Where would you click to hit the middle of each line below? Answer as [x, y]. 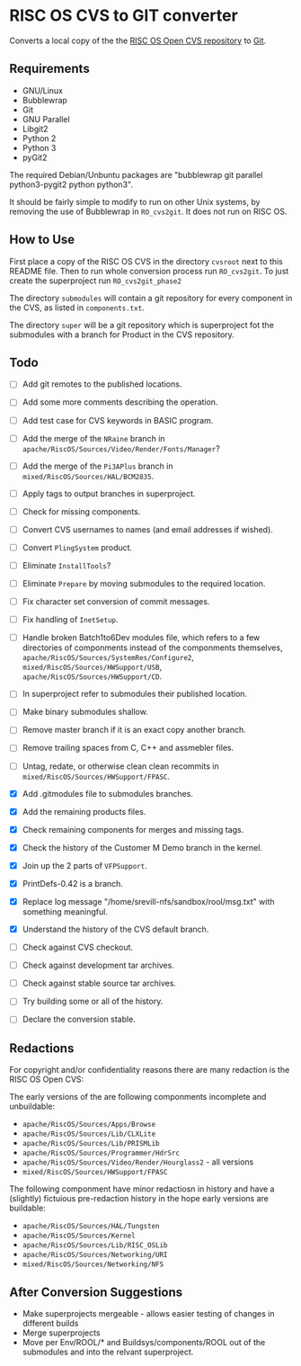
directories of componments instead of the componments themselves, [152, 647]
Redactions [42, 1048]
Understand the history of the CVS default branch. [115, 929]
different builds [50, 1323]
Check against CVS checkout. [77, 947]
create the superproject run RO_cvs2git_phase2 [96, 281]
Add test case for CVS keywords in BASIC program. [118, 420]
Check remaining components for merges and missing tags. [133, 829]
